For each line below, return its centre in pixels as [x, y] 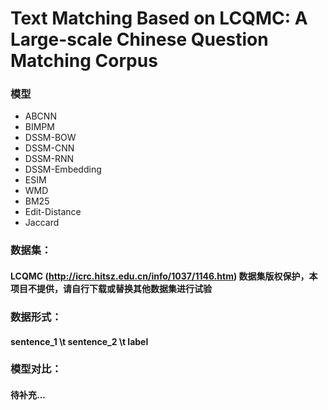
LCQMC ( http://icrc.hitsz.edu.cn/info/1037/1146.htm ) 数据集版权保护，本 [164, 276]
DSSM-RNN [49, 159]
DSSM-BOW [50, 138]
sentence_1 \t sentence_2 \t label [79, 341]
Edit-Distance [53, 212]
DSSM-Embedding [63, 169]
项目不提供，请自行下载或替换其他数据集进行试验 [111, 288]
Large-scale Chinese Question [139, 39]
